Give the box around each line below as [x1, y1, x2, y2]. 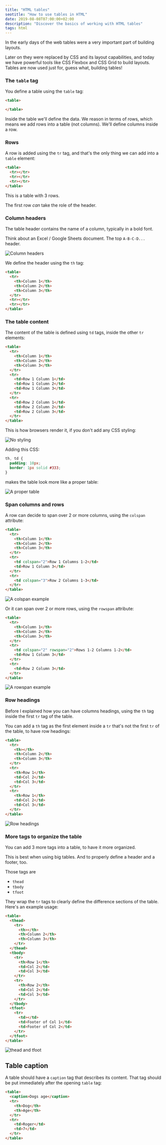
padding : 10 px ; [9, 461, 41, 466]
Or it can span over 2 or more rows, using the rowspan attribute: [5, 606, 134, 612]
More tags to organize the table [5, 833, 82, 840]
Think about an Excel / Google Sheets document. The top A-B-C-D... [5, 235, 146, 241]
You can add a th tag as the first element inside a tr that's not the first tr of [5, 723, 160, 729]
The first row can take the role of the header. [5, 202, 97, 208]
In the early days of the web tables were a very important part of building [5, 39, 155, 45]
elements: [5, 335, 26, 341]
